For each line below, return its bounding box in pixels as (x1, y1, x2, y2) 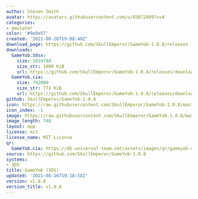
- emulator (6, 25, 33, 31)
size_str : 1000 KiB (16, 63, 65, 69)
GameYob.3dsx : (11, 52, 46, 58)
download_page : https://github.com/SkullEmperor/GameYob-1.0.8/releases (6, 42, 189, 48)
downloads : (6, 47, 33, 53)
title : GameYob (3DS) (6, 167, 60, 174)
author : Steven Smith (6, 8, 60, 15)
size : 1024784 (16, 58, 51, 64)
